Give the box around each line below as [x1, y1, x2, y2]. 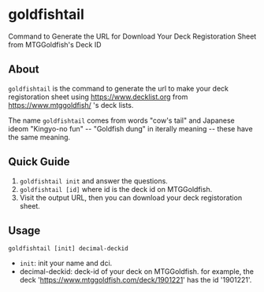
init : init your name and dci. [19, 258, 113, 268]
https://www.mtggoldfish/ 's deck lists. [8, 100, 134, 109]
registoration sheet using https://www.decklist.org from [8, 92, 188, 102]
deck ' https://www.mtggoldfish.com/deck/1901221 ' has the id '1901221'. [19, 275, 252, 285]
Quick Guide [8, 155, 70, 168]
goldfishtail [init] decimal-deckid [8, 245, 128, 253]
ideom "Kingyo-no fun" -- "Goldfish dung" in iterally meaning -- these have [8, 124, 254, 133]
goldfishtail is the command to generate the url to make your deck [8, 83, 229, 93]
